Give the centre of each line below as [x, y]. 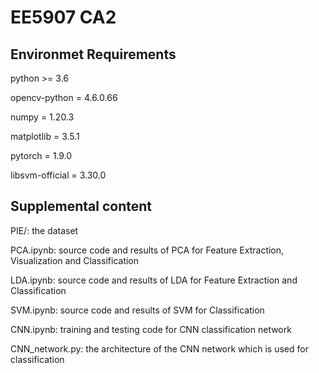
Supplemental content [81, 206]
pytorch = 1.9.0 [41, 155]
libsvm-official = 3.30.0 [58, 175]
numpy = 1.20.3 [42, 117]
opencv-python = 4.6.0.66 [64, 97]
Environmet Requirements [93, 54]
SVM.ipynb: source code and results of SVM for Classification [137, 310]
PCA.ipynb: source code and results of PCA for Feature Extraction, [147, 250]
